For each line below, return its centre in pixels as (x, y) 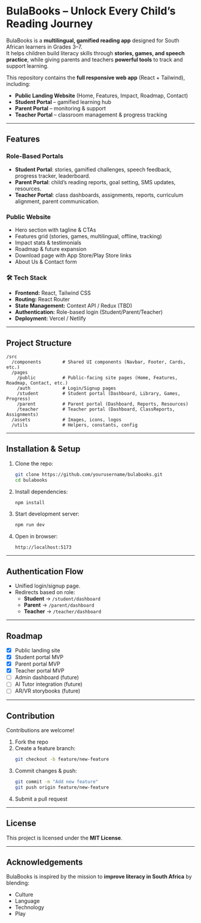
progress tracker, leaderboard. (53, 176)
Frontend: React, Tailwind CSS (53, 293)
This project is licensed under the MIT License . (64, 838)
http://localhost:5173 (43, 547)
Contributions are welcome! (40, 730)
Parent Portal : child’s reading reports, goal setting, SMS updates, (95, 182)
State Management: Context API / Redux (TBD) (74, 306)
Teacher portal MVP (39, 671)
